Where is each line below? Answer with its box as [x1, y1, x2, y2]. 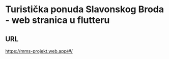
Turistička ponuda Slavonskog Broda [5, 4, 164, 15]
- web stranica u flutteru [5, 14, 110, 26]
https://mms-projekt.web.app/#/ [5, 48, 73, 54]
